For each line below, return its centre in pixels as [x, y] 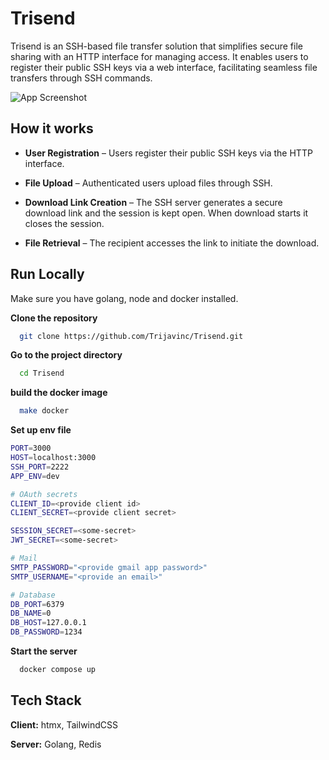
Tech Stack [46, 700]
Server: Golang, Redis [56, 744]
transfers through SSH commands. [81, 78]
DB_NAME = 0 [31, 613]
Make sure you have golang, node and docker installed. [124, 298]
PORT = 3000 [31, 448]
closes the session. [64, 223]
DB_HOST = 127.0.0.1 [48, 623]
